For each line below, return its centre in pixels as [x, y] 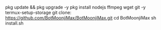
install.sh [15, 23]
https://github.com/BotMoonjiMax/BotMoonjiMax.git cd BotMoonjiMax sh [81, 18]
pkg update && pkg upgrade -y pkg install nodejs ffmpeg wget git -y [75, 7]
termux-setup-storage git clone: [38, 12]
